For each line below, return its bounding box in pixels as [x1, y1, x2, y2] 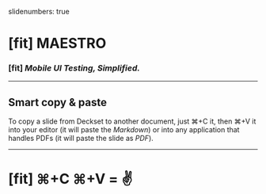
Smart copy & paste [8, 95, 107, 109]
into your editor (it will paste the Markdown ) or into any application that [8, 125, 240, 135]
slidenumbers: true [8, 7, 70, 16]
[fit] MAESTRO [8, 35, 107, 52]
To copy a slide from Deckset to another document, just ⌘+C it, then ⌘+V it [8, 116, 256, 126]
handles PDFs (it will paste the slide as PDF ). [8, 134, 154, 143]
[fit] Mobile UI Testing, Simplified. [8, 63, 140, 74]
